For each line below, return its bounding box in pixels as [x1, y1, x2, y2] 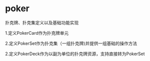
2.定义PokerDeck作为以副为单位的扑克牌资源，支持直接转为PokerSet [5, 51, 145, 57]
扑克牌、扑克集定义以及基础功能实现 [5, 20, 79, 25]
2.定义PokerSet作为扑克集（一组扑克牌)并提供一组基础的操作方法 [5, 40, 137, 46]
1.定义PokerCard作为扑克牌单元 [5, 30, 69, 36]
